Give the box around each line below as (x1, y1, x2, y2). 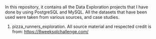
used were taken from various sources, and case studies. (5, 14, 120, 20)
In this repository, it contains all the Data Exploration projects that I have (5, 4, 149, 10)
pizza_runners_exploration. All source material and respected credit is (12, 24, 152, 29)
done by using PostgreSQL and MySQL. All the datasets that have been (5, 9, 147, 15)
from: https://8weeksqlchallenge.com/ (12, 29, 89, 34)
